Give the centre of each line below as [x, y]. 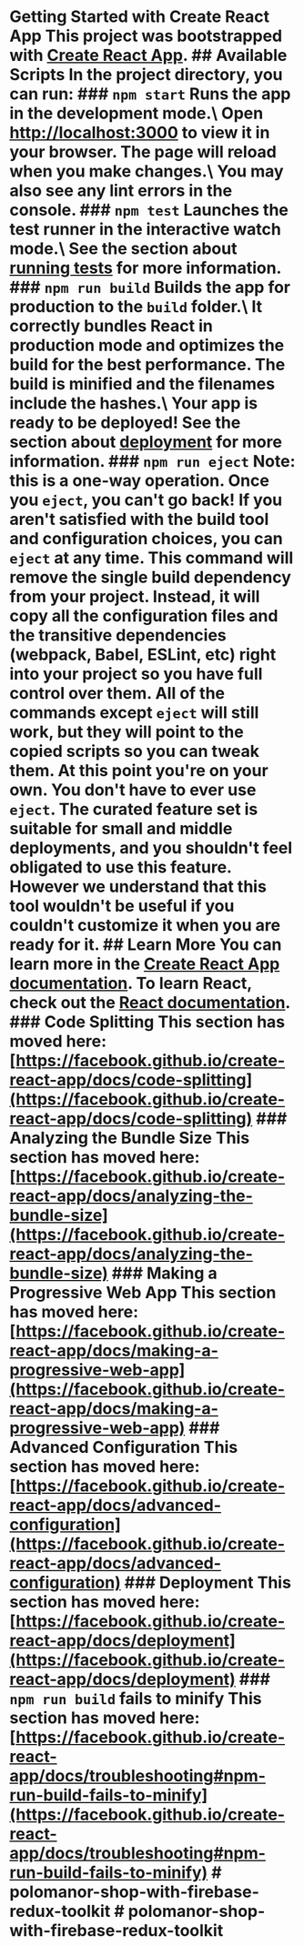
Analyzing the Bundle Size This [130, 1138]
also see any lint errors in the [121, 191]
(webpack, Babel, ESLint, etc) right [143, 655]
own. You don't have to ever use [133, 790]
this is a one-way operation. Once [140, 481]
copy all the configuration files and [144, 616]
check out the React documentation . [150, 1003]
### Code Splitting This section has [147, 1022]
